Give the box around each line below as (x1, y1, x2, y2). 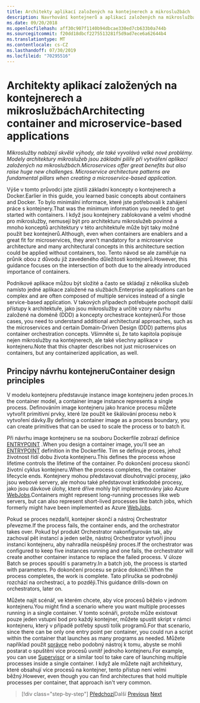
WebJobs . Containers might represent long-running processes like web (7, 492, 180, 499)
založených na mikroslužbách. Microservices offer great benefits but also (7, 161, 186, 168)
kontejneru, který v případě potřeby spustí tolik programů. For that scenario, (7, 622, 191, 629)
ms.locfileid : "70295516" (7, 53, 71, 59)
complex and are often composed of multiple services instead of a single (7, 292, 185, 299)
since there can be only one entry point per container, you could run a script (7, 629, 193, 636)
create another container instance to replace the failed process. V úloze (7, 554, 182, 561)
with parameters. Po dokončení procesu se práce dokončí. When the (7, 566, 173, 573)
